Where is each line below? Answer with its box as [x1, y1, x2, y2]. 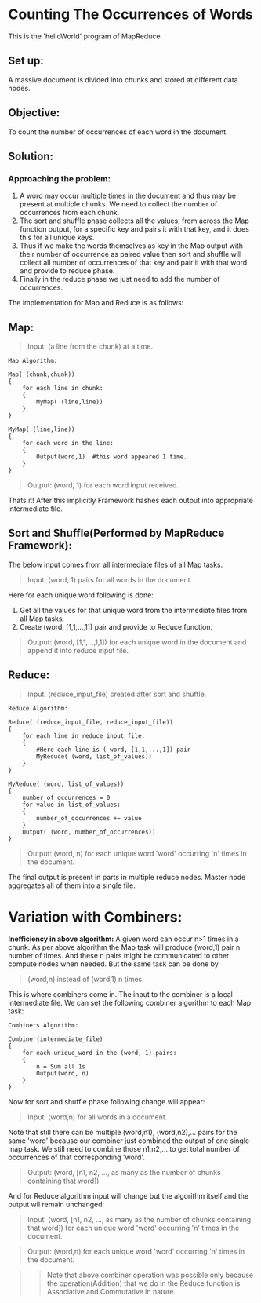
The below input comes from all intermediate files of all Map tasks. [8, 560, 223, 569]
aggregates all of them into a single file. [8, 881, 136, 890]
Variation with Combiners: [8, 908, 183, 925]
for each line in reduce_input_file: [22, 732, 146, 739]
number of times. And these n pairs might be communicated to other [8, 951, 230, 960]
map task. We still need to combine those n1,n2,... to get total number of [8, 1144, 241, 1153]
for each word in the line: [22, 440, 114, 447]
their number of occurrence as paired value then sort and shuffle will [19, 250, 242, 259]
